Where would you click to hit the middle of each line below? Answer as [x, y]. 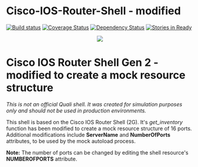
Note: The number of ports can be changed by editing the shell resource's [98, 152]
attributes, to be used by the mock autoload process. [71, 141]
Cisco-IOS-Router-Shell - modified [94, 11]
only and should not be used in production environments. [76, 111]
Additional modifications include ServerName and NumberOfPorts [88, 134]
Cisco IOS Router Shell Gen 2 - [82, 63]
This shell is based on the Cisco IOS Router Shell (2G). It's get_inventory [95, 122]
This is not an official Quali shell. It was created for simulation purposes [94, 104]
